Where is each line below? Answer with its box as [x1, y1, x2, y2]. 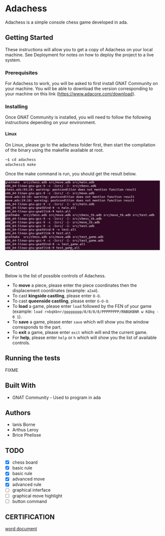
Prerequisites [5, 69, 38, 76]
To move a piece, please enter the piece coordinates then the [12, 282, 137, 288]
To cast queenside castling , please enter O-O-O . [12, 298, 110, 304]
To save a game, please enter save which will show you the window [12, 319, 149, 325]
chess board [12, 459, 38, 465]
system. [5, 57, 21, 63]
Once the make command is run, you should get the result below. [5, 171, 137, 177]
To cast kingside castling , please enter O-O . [12, 293, 101, 298]
